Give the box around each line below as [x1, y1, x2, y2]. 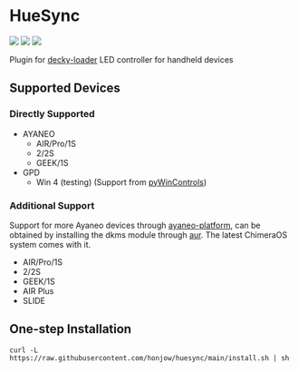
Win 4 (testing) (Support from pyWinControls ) [35, 176, 207, 187]
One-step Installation [9, 321, 132, 337]
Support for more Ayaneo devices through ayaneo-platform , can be [9, 220, 261, 230]
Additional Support [9, 199, 95, 211]
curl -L [9, 346, 39, 355]
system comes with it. [9, 239, 91, 250]
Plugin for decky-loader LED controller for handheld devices [9, 54, 234, 64]
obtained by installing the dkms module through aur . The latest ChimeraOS [9, 229, 288, 240]
